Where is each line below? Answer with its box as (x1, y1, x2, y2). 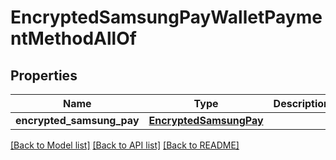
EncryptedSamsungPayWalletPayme (10, 6, 323, 29)
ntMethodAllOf (10, 27, 137, 50)
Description (273, 97, 331, 110)
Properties (10, 67, 78, 84)
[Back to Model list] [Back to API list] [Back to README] (10, 139, 240, 151)
